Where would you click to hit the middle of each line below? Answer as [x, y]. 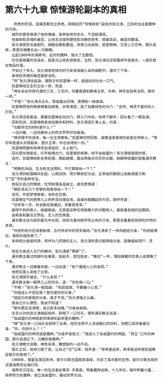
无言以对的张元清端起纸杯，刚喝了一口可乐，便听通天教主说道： [66, 313]
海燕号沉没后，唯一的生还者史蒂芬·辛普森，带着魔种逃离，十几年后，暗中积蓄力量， [83, 370]
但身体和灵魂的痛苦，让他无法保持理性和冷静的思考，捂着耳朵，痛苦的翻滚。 [77, 39]
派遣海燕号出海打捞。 [23, 365]
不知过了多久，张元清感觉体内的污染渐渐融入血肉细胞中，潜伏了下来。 [71, 70]
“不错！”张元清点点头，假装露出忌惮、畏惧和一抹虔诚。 [59, 102]
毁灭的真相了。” [22, 355]
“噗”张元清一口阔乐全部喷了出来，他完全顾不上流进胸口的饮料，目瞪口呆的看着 [79, 324]
